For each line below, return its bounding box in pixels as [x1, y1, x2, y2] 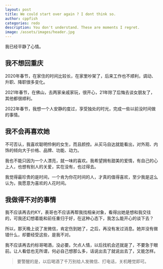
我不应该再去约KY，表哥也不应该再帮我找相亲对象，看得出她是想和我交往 [5, 209, 151, 215]
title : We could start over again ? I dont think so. [5, 12, 116, 17]
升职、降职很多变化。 [5, 79, 48, 85]
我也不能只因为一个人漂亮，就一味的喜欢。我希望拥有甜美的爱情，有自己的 [5, 157, 154, 163]
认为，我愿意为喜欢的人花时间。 [5, 180, 69, 186]
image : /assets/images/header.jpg [5, 30, 75, 34]
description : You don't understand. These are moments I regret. [5, 25, 140, 30]
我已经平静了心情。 [5, 44, 44, 49]
